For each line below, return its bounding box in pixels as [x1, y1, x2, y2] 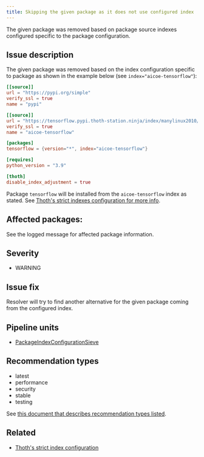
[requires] [6, 157, 34, 163]
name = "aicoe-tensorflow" [6, 129, 75, 135]
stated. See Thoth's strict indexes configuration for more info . [6, 196, 161, 204]
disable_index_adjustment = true [6, 179, 91, 185]
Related [6, 428, 36, 438]
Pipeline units [6, 322, 59, 333]
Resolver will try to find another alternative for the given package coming [6, 298, 189, 305]
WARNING [15, 264, 41, 272]
